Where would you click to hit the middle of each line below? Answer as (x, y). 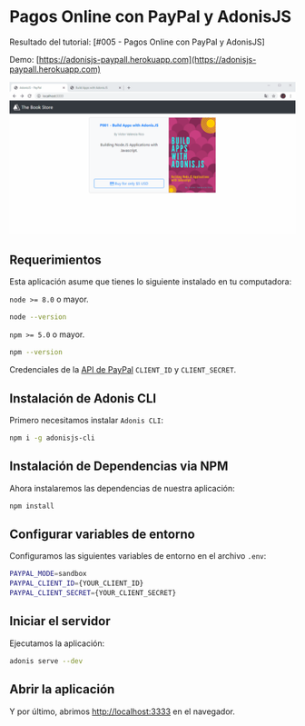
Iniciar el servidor (60, 621)
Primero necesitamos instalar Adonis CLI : (87, 421)
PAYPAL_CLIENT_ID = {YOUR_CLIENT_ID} (77, 583)
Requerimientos (55, 260)
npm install (32, 506)
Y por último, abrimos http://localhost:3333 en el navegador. (123, 711)
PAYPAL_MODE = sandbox (49, 574)
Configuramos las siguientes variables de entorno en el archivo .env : (138, 556)
